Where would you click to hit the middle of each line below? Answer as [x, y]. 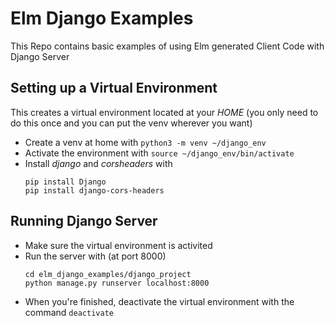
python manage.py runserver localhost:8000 [117, 283]
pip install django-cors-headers [94, 190]
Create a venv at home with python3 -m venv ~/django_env [145, 142]
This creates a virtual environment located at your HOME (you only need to [164, 112]
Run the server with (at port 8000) [95, 256]
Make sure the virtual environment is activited [118, 245]
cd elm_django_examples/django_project [108, 274]
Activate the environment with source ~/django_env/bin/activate [159, 153]
